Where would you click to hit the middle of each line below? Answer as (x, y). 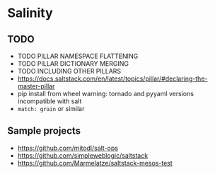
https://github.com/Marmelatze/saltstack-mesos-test (95, 163)
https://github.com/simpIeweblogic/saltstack (83, 155)
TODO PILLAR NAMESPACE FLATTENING (78, 56)
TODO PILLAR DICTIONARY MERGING (73, 64)
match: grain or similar (51, 109)
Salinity (30, 13)
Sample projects (44, 131)
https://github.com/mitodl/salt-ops (68, 148)
